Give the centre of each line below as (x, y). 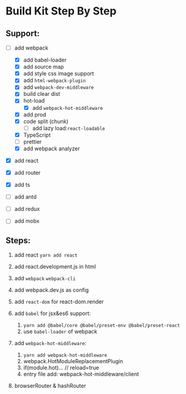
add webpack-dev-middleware (59, 87)
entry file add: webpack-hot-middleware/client (81, 374)
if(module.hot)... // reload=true (61, 368)
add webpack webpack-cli (45, 278)
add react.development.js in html (55, 267)
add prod (35, 114)
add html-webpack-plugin (54, 80)
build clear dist (42, 94)
